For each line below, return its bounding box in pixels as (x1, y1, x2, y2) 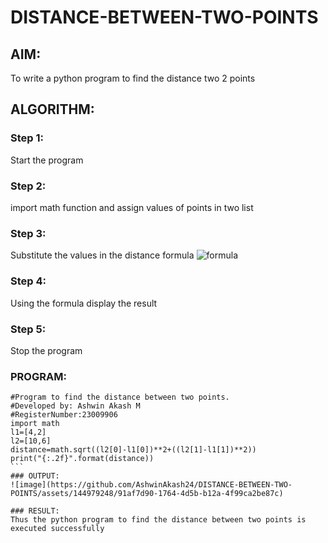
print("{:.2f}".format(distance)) (10, 454, 155, 464)
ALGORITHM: (10, 101, 95, 118)
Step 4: (10, 274, 47, 288)
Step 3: (10, 226, 47, 240)
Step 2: (10, 179, 47, 193)
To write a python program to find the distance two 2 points (10, 72, 256, 84)
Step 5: (10, 322, 47, 336)
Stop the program (10, 344, 83, 356)
